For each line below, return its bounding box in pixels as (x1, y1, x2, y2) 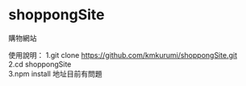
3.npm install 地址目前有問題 (8, 68, 102, 78)
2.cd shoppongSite (8, 59, 72, 69)
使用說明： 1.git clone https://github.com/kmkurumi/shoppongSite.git (8, 50, 238, 59)
